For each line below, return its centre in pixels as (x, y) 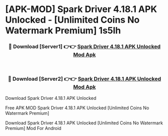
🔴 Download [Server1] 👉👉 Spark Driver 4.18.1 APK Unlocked (85, 47)
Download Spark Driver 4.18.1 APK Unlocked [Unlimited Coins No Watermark (84, 123)
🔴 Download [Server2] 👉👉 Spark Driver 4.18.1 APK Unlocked (85, 79)
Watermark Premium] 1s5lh (63, 31)
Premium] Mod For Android (33, 128)
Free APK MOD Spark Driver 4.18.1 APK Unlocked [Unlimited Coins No (77, 108)
